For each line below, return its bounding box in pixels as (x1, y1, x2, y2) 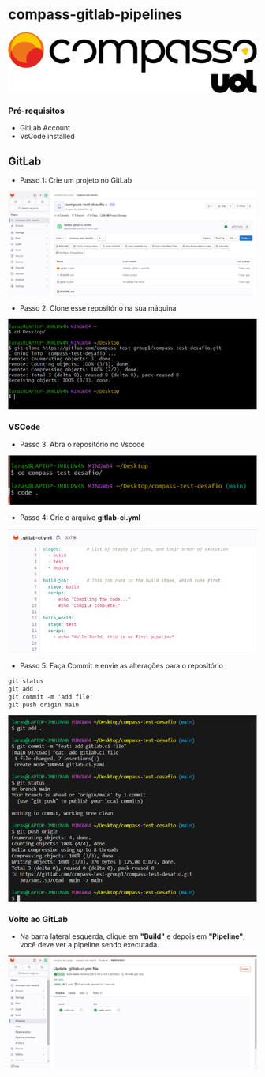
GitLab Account (19, 123, 71, 133)
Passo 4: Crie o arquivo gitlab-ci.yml (19, 512, 141, 522)
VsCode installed (19, 132, 75, 141)
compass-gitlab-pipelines (8, 6, 183, 24)
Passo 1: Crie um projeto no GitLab (19, 175, 132, 185)
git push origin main (8, 701, 80, 709)
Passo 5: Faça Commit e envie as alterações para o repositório (19, 661, 223, 670)
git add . (8, 685, 41, 693)
